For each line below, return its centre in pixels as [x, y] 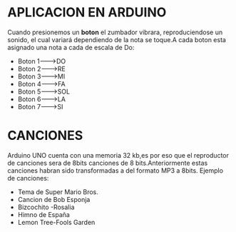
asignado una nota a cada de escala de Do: [71, 47]
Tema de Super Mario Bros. [58, 192]
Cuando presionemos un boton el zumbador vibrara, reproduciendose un [115, 32]
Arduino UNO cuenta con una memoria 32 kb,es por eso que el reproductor [118, 155]
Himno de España [43, 214]
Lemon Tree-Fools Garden [56, 222]
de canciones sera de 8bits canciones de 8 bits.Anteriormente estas [108, 163]
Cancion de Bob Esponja [54, 199]
